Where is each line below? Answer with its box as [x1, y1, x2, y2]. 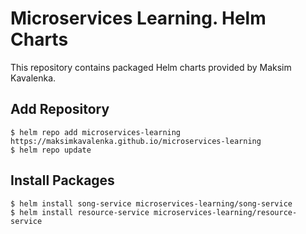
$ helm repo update [10, 145, 92, 155]
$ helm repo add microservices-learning [10, 127, 182, 137]
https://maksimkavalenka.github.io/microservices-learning [10, 136, 262, 146]
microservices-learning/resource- [153, 207, 298, 217]
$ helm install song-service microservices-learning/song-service [10, 198, 293, 209]
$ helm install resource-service [10, 207, 150, 217]
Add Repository [10, 101, 110, 118]
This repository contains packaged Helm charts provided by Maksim [10, 61, 292, 73]
